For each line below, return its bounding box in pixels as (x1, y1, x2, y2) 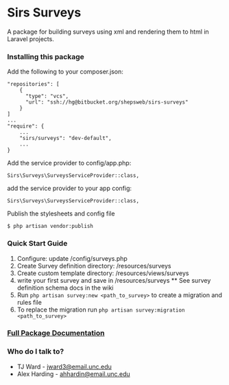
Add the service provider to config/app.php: (7, 159, 132, 167)
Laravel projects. (7, 34, 55, 43)
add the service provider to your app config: (7, 184, 132, 193)
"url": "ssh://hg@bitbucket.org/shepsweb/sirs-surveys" (25, 99, 189, 106)
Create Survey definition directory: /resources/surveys (16, 261, 171, 270)
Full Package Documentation (7, 328, 105, 338)
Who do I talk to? (7, 347, 64, 356)
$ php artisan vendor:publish (7, 223, 94, 230)
